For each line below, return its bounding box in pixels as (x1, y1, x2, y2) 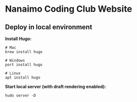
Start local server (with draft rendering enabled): (5, 84, 106, 89)
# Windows (5, 58, 25, 63)
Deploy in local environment (5, 23, 92, 31)
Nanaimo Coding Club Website (5, 3, 133, 15)
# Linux (5, 71, 21, 76)
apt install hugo (5, 75, 41, 80)
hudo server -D (5, 93, 36, 98)
